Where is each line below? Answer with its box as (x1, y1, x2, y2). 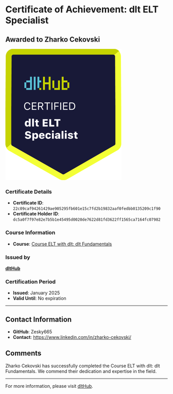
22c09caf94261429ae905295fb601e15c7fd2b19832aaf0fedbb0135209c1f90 (12, 206, 161, 211)
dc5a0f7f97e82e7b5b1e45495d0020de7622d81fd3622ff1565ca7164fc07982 (12, 217, 161, 222)
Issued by (5, 254, 30, 261)
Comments (5, 349, 42, 358)
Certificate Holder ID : (12, 211, 60, 217)
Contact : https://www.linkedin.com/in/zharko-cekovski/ (12, 334, 131, 340)
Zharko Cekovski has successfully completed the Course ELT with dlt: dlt (5, 363, 161, 369)
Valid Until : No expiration (12, 295, 67, 301)
